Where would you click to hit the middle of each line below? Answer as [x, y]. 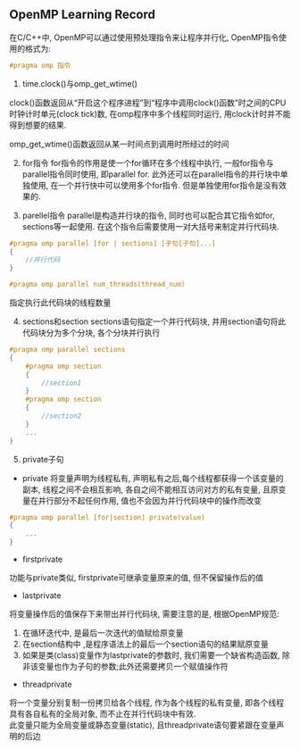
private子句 [43, 459]
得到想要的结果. [38, 125]
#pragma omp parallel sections [67, 350]
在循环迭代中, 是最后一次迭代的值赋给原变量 [103, 633]
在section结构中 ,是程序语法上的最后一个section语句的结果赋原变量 [146, 644]
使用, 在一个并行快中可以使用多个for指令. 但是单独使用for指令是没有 [154, 185]
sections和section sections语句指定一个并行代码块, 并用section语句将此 [154, 321]
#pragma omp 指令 [40, 65]
